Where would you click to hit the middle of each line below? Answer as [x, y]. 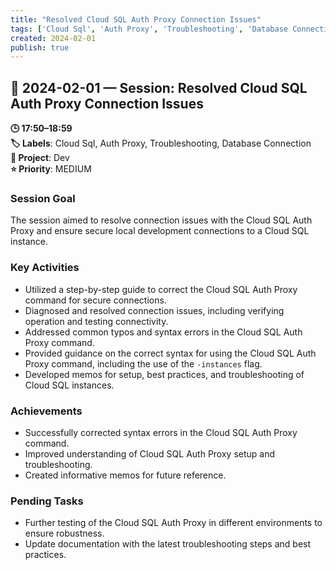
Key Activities [45, 268]
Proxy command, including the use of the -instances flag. [143, 363]
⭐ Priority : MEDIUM [51, 169]
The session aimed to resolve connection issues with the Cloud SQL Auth [161, 220]
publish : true [40, 47]
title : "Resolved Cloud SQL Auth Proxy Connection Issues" [136, 19]
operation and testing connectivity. [96, 321]
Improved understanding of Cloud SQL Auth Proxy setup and [150, 453]
